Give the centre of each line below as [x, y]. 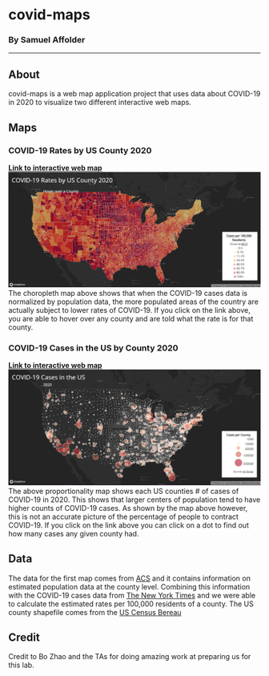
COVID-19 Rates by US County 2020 [80, 150]
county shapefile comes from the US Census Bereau [95, 612]
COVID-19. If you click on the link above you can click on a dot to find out [129, 525]
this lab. [21, 665]
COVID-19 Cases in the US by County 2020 [93, 348]
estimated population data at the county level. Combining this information [129, 586]
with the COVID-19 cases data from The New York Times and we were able [132, 595]
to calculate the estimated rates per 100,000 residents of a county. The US [131, 604]
